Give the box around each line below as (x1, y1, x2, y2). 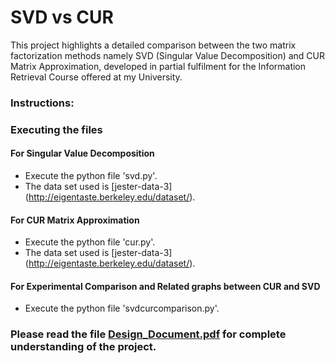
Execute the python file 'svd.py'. (24, 169, 158, 181)
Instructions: (10, 96, 75, 110)
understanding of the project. (10, 340, 157, 354)
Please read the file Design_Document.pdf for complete (10, 327, 287, 341)
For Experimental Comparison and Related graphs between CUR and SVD (10, 280, 321, 292)
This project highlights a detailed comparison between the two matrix (10, 39, 297, 51)
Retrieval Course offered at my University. (10, 71, 183, 83)
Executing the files (10, 122, 103, 136)
